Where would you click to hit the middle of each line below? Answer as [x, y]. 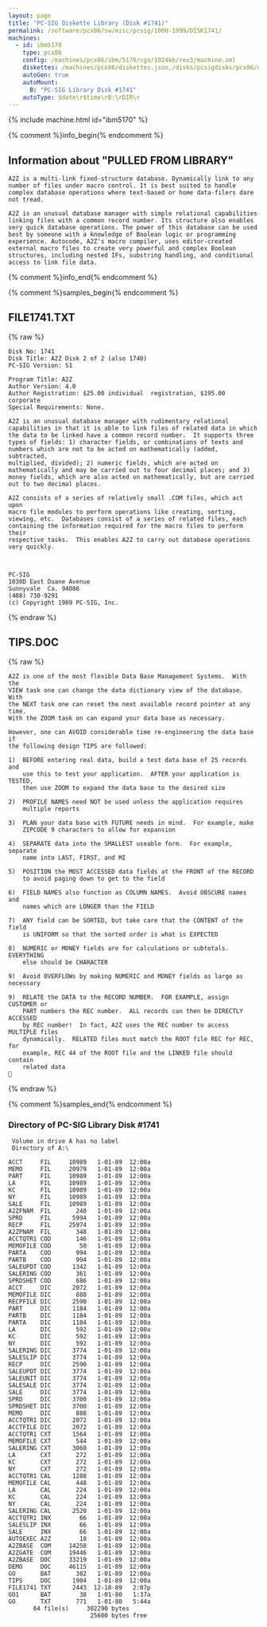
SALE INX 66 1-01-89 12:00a [79, 1531]
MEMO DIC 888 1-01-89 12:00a [79, 1413]
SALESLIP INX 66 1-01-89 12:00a [79, 1525]
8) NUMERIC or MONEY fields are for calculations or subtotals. [118, 948]
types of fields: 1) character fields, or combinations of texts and [126, 442]
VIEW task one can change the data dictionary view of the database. [126, 690]
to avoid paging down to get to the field [94, 878]
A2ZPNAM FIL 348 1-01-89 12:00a [79, 1232]
